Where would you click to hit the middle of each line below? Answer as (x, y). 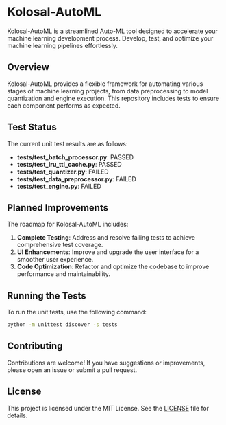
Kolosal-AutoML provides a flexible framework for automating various (105, 84)
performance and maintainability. (64, 274)
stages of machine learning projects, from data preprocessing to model (108, 91)
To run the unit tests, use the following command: (77, 312)
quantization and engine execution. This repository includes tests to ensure (113, 98)
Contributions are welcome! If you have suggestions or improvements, (106, 363)
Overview (28, 67)
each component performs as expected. (64, 105)
